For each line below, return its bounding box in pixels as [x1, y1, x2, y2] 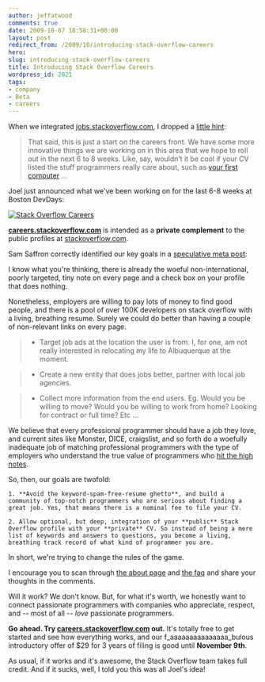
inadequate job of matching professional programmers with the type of [8, 443, 239, 452]
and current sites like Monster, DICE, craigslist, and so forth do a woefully [8, 434, 248, 444]
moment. [39, 354, 69, 364]
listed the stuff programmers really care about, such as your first [27, 163, 239, 172]
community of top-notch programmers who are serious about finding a [8, 497, 243, 505]
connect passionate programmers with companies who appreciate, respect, [8, 600, 256, 610]
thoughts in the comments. [8, 577, 96, 586]
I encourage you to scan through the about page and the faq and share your [8, 568, 256, 577]
